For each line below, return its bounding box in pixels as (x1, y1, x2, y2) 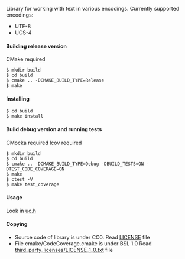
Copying (6, 221, 28, 228)
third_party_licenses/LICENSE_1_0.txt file (14, 247, 113, 254)
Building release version (6, 43, 67, 50)
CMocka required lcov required (6, 139, 82, 146)
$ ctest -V (6, 176, 33, 182)
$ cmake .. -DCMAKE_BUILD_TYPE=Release (6, 77, 105, 83)
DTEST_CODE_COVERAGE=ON (6, 166, 65, 172)
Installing (6, 95, 30, 102)
